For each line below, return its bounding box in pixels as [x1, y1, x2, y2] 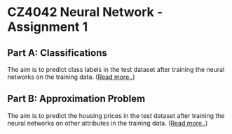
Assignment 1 [7, 19, 88, 35]
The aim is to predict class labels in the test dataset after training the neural [7, 66, 225, 73]
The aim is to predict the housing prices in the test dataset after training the [7, 111, 225, 119]
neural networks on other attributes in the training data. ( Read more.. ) [7, 119, 208, 127]
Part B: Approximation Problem [7, 93, 146, 105]
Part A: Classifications [7, 47, 107, 59]
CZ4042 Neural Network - [7, 4, 163, 20]
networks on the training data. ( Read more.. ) [7, 73, 135, 81]
